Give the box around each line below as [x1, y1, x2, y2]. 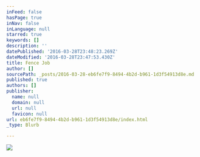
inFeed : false [6, 9, 43, 15]
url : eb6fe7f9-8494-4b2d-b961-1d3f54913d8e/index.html [6, 116, 148, 122]
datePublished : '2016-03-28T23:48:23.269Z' [6, 49, 119, 55]
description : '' [6, 43, 47, 49]
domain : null [12, 99, 45, 105]
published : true [6, 77, 47, 83]
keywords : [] [6, 37, 40, 43]
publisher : [6, 88, 34, 94]
